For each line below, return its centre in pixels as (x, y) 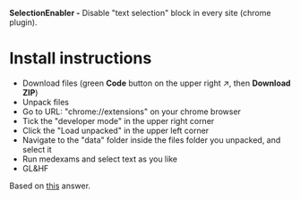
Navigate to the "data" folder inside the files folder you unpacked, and (151, 140)
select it (37, 149)
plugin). (23, 22)
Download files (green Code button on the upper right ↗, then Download (156, 83)
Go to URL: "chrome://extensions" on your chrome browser (132, 112)
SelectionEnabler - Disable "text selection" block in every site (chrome (140, 13)
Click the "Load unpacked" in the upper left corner (116, 130)
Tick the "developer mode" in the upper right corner (118, 120)
